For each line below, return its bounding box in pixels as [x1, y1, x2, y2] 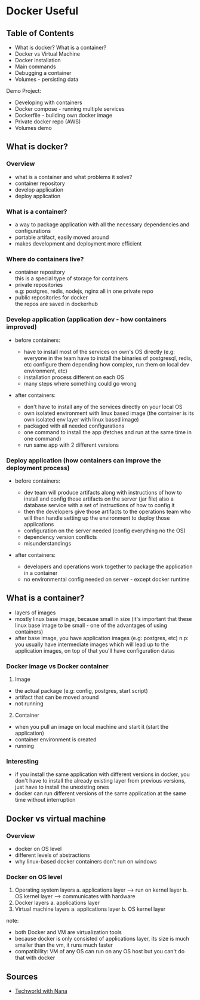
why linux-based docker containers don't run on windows [14, 857, 157, 865]
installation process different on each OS [23, 373, 124, 381]
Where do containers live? [6, 254, 84, 263]
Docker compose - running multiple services [14, 105, 125, 112]
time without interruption [14, 796, 76, 804]
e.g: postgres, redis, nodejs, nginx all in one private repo [14, 287, 153, 295]
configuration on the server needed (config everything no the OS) [23, 527, 186, 534]
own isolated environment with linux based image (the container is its [23, 409, 194, 417]
